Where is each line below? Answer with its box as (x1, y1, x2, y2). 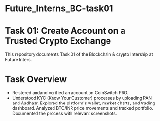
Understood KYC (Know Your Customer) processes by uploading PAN (12, 95, 152, 101)
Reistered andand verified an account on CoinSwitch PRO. (12, 90, 129, 96)
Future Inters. (5, 57, 32, 63)
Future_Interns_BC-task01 (5, 3, 113, 14)
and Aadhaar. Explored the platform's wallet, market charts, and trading (12, 100, 156, 106)
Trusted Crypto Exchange (5, 35, 111, 47)
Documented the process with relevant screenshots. (12, 110, 117, 117)
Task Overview (5, 74, 67, 85)
